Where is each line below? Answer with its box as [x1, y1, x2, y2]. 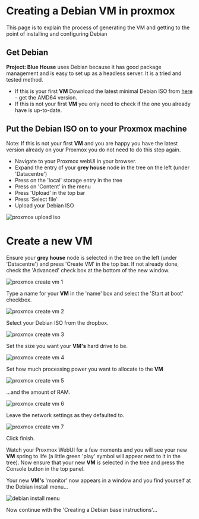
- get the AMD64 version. [14, 94, 77, 101]
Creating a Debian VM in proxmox [6, 4, 175, 18]
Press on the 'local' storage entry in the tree [14, 176, 123, 184]
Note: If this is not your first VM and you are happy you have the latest [6, 139, 178, 147]
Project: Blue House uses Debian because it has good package [6, 63, 162, 70]
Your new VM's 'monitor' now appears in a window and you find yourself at [6, 477, 191, 484]
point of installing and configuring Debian [6, 30, 108, 37]
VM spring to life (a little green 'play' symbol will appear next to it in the [6, 452, 181, 459]
